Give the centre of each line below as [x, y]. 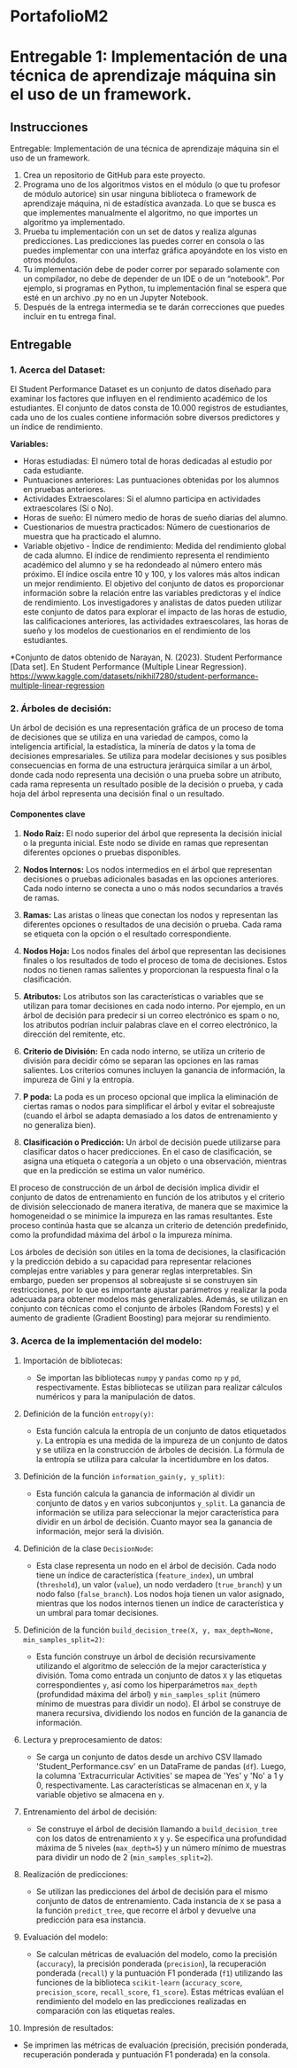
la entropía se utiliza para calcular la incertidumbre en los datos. [152, 1459]
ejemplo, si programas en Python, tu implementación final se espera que [155, 288]
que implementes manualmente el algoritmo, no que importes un [141, 213]
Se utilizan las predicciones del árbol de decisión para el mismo [152, 1892]
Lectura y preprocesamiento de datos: [92, 1739]
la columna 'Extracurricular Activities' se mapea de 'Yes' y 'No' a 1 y [160, 1775]
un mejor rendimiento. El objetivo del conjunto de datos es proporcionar [153, 584]
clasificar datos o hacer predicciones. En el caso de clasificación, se [148, 1152]
